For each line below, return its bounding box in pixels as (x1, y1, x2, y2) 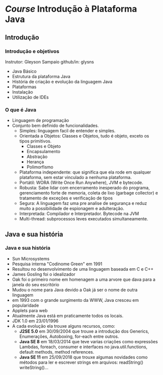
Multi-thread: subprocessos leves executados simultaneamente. (19, 216, 148, 222)
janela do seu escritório (12, 281, 59, 287)
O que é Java (5, 106, 36, 113)
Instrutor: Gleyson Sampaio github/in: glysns (5, 59, 94, 64)
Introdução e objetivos (5, 48, 60, 55)
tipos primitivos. (19, 138, 52, 144)
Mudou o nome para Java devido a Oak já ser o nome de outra (12, 287, 138, 293)
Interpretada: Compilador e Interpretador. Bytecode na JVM (19, 211, 139, 217)
